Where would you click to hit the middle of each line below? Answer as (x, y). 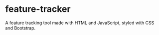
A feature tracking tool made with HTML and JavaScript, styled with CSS (80, 23)
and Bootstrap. (20, 28)
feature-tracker (38, 9)
